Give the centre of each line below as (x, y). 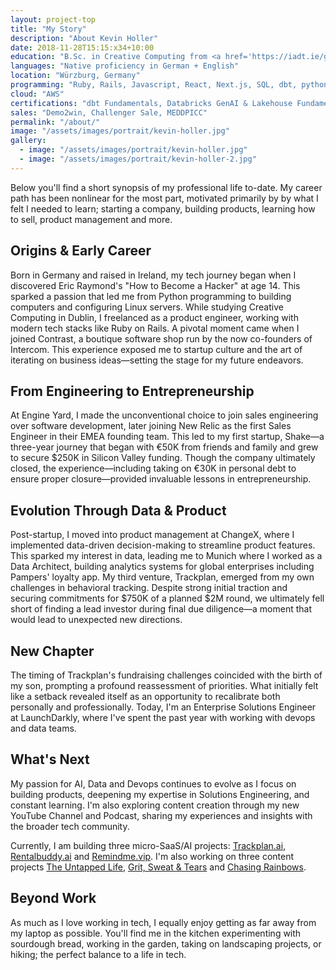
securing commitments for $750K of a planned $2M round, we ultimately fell (167, 598)
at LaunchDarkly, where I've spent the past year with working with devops (163, 717)
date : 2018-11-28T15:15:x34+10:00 (82, 47)
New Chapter (52, 651)
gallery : (28, 141)
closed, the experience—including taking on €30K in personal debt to (153, 468)
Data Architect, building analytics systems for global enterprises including (162, 567)
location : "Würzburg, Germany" (75, 76)
